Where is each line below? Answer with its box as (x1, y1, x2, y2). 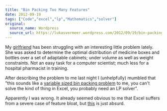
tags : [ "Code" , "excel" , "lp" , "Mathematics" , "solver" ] (5, 16, 117, 21)
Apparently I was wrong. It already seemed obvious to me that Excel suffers (5, 95, 160, 101)
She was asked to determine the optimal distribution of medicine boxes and (5, 49, 160, 55)
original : (5, 21, 26, 26)
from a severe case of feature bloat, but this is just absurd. (5, 101, 125, 106)
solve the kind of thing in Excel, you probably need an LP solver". (5, 86, 138, 91)
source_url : (9, 30, 35, 35)
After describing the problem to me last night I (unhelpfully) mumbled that (5, 75, 156, 81)
